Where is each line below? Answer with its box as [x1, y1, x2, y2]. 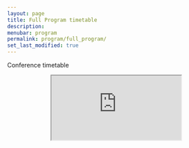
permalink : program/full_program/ [7, 36, 107, 43]
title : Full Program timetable [7, 17, 98, 23]
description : [7, 23, 45, 30]
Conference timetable [7, 61, 69, 69]
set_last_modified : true [7, 42, 79, 49]
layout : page [7, 10, 45, 17]
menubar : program [7, 29, 57, 36]
